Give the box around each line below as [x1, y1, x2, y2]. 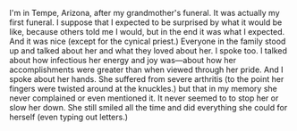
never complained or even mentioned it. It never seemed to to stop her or [9, 93, 279, 103]
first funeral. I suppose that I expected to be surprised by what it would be [9, 17, 283, 28]
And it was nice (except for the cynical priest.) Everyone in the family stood [9, 36, 286, 46]
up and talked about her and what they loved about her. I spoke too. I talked [9, 45, 288, 56]
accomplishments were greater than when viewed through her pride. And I [9, 64, 284, 75]
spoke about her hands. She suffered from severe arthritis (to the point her [9, 74, 284, 84]
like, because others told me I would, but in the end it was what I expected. [9, 27, 285, 37]
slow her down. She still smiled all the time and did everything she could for [9, 102, 288, 112]
